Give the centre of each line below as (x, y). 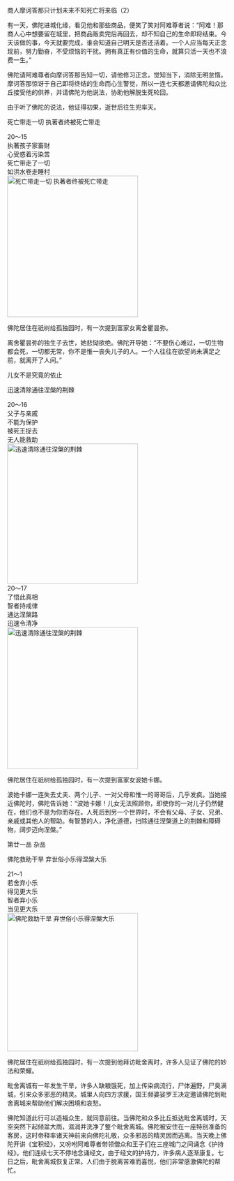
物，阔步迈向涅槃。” (35, 830)
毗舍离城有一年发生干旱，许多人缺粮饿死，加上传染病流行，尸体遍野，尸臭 (114, 1085)
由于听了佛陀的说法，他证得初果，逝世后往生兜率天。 (84, 107)
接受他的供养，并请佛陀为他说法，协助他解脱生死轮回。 (92, 92)
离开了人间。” (44, 360)
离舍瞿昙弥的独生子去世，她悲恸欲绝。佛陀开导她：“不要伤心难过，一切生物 (116, 343)
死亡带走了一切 (29, 163)
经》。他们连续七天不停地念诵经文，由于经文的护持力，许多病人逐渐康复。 (112, 1153)
